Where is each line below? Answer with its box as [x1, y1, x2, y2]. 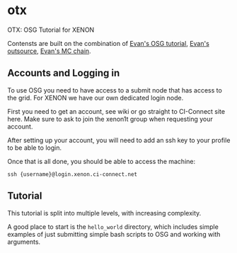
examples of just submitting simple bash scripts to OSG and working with [7, 230, 221, 238]
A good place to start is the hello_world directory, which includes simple [7, 222, 219, 231]
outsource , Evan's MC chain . [7, 47, 91, 55]
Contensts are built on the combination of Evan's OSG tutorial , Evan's [7, 39, 210, 47]
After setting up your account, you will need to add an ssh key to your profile [7, 136, 231, 144]
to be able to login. [7, 143, 62, 152]
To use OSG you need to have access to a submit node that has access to [7, 86, 223, 94]
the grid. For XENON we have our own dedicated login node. [7, 93, 184, 102]
